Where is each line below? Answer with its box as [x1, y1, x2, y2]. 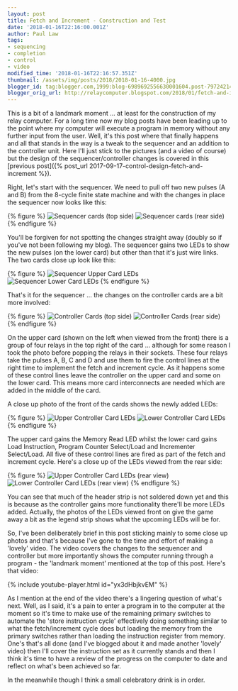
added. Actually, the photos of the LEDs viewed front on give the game [7, 508, 214, 516]
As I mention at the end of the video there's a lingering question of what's [7, 594, 222, 603]
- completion [7, 50, 46, 57]
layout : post [7, 10, 46, 18]
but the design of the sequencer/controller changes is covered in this [7, 154, 209, 163]
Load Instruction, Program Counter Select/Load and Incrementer [7, 443, 195, 451]
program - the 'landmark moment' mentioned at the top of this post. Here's [7, 559, 226, 568]
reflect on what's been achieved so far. [7, 662, 122, 670]
